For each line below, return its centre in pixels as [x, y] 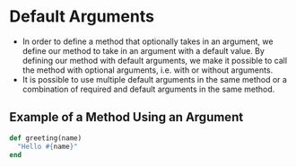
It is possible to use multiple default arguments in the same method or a [154, 79]
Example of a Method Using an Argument [126, 117]
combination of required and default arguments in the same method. [148, 89]
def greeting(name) [46, 138]
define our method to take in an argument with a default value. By [143, 50]
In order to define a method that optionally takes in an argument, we [148, 41]
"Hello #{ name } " [48, 146]
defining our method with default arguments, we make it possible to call [155, 60]
